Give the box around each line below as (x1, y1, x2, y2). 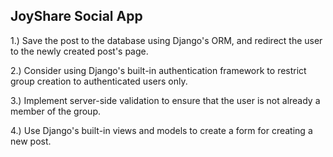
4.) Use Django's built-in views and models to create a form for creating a (10, 124, 313, 136)
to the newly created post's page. (10, 45, 149, 57)
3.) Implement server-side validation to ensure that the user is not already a (10, 94, 321, 106)
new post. (10, 135, 52, 147)
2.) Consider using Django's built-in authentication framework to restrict (10, 64, 307, 76)
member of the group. (10, 105, 102, 117)
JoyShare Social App (10, 8, 143, 25)
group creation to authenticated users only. (10, 75, 188, 87)
